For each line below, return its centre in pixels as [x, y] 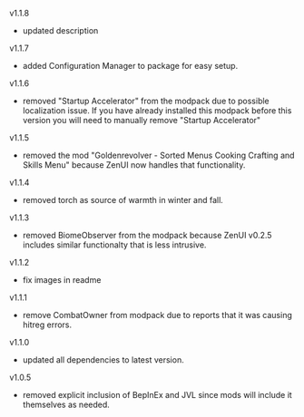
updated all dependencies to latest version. [103, 360]
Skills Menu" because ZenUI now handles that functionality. [134, 165]
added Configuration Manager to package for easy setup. [130, 66]
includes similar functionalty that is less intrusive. [114, 245]
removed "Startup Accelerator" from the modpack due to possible [146, 101]
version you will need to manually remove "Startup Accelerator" [142, 120]
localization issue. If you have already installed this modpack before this [157, 111]
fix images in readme [62, 280]
